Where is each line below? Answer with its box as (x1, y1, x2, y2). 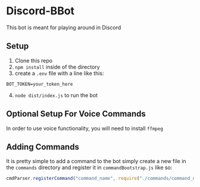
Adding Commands (6, 142, 79, 152)
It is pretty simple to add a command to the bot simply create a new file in (6, 158, 186, 165)
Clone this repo (14, 57, 52, 64)
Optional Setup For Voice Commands (6, 109, 146, 119)
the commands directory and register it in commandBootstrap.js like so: (6, 164, 173, 171)
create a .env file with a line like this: (14, 70, 104, 77)
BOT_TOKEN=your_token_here (6, 81, 73, 87)
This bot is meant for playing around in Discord (6, 24, 121, 31)
